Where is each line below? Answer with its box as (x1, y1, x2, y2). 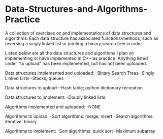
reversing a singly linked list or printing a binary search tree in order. (5, 40, 144, 46)
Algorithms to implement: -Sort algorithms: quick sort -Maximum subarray (5, 128, 156, 134)
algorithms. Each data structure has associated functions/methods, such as (5, 35, 159, 41)
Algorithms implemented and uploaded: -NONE (5, 104, 101, 110)
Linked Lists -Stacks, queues (5, 75, 64, 81)
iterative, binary (5, 118, 37, 124)
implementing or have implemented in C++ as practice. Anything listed (5, 55, 148, 61)
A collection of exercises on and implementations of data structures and (5, 30, 151, 36)
